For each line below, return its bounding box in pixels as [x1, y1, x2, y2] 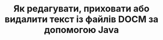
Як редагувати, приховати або [13, 3, 150, 14]
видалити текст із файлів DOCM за [4, 13, 159, 25]
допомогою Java [44, 24, 119, 35]
